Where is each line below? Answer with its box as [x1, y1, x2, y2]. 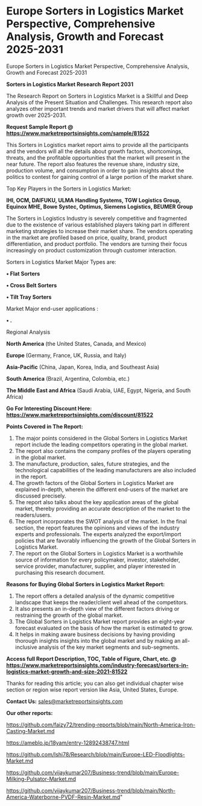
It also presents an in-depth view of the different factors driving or [14, 605, 180, 612]
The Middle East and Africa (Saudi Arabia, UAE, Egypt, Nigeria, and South [6, 387, 191, 394]
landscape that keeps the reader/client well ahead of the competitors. [14, 598, 188, 606]
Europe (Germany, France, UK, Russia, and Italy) [6, 351, 127, 359]
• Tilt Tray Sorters [6, 293, 52, 301]
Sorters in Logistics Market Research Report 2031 [6, 80, 134, 88]
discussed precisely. [14, 492, 66, 499]
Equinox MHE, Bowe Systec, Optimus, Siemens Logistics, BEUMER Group [6, 203, 193, 210]
